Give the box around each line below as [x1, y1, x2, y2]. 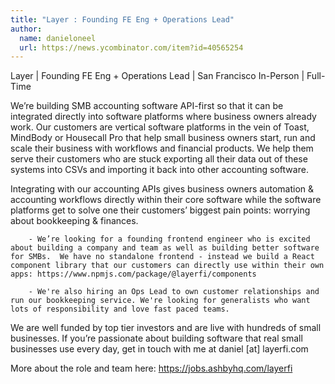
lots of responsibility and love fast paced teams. [10, 304, 230, 315]
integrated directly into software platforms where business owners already [10, 111, 317, 123]
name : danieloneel [19, 33, 97, 43]
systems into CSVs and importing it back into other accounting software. [10, 164, 309, 176]
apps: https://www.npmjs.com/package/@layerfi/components [10, 269, 257, 280]
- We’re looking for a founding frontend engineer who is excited [28, 234, 311, 245]
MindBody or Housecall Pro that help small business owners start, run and [10, 132, 316, 144]
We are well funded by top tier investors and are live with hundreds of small [10, 322, 322, 334]
